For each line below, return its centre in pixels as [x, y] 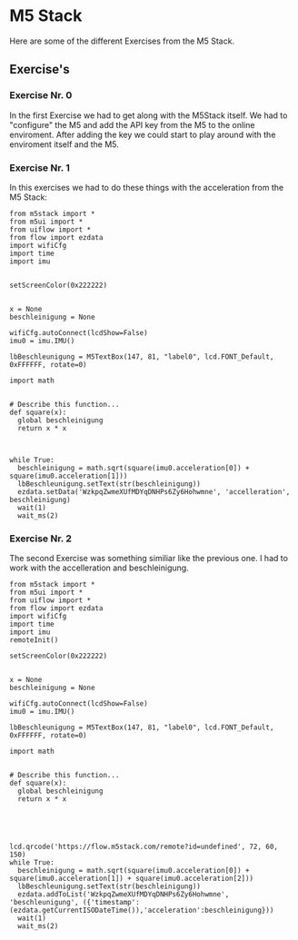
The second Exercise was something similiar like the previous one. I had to [149, 559]
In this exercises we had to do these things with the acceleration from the [147, 187]
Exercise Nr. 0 [41, 95]
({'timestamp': [111, 903]
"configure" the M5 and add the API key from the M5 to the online [132, 124]
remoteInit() [34, 640]
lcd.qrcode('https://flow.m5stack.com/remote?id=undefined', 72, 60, [144, 847]
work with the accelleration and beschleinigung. [99, 568]
